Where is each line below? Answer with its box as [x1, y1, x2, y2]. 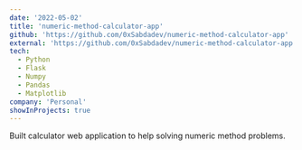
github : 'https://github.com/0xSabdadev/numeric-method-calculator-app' [9, 30, 289, 39]
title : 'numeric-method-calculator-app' [9, 22, 165, 31]
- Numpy [17, 72, 47, 81]
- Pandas [17, 80, 51, 89]
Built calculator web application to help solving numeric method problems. [9, 130, 287, 141]
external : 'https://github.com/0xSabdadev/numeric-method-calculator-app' [9, 38, 297, 48]
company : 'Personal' [9, 97, 88, 107]
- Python [17, 55, 51, 64]
